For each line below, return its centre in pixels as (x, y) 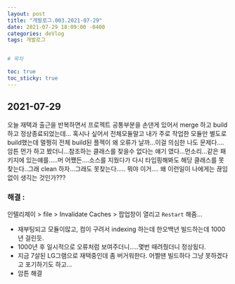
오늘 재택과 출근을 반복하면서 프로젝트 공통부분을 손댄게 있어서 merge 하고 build (118, 125)
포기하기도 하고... (49, 264)
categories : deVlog (36, 33)
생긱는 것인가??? (43, 178)
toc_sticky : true (33, 78)
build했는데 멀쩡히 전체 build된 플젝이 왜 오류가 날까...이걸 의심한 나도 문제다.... (116, 142)
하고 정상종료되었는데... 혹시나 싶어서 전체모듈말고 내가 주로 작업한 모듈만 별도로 (117, 133)
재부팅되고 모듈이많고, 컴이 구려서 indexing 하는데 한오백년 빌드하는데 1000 (121, 229)
